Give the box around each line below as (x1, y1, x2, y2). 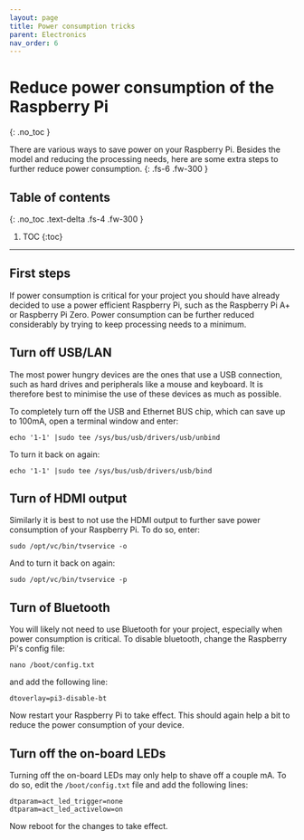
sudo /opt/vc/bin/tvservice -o (9, 542, 128, 551)
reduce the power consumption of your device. (9, 720, 185, 730)
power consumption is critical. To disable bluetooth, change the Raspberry (9, 634, 288, 644)
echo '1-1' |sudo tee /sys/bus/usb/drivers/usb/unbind (9, 433, 221, 442)
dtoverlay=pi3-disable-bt (9, 694, 107, 703)
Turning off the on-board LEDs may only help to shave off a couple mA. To (9, 770, 287, 781)
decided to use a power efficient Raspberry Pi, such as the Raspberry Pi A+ (9, 300, 291, 310)
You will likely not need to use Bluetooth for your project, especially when (9, 624, 283, 635)
